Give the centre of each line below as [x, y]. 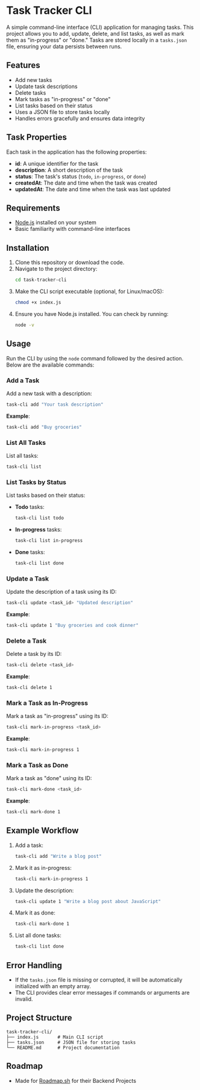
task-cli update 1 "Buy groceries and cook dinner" [72, 625]
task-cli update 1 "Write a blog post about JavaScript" [88, 901]
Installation [28, 248]
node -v [24, 325]
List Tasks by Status [36, 482]
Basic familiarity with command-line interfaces [73, 229]
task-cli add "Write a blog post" [58, 856]
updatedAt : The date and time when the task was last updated [92, 189]
